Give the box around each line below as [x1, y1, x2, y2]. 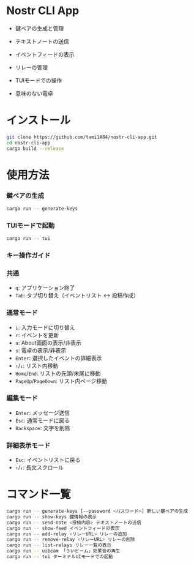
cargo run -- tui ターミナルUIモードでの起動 [6, 554, 113, 560]
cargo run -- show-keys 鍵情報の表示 [6, 513, 97, 520]
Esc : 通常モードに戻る [15, 417, 70, 424]
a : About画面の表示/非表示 [15, 339, 81, 346]
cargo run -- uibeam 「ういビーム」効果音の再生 [6, 548, 121, 554]
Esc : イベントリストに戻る [15, 456, 81, 464]
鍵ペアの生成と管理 [15, 24, 64, 32]
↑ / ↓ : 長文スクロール [15, 464, 64, 471]
